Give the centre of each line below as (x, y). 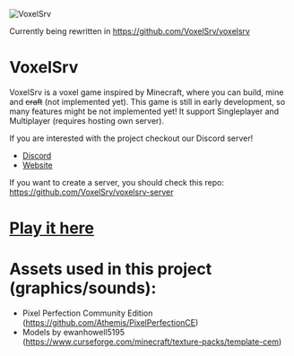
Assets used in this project (111, 269)
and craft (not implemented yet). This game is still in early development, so (147, 101)
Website (38, 165)
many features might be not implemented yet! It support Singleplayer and (144, 111)
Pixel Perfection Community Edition (87, 313)
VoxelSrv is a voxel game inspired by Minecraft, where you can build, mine (147, 92)
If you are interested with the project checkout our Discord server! (131, 138)
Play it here (52, 228)
